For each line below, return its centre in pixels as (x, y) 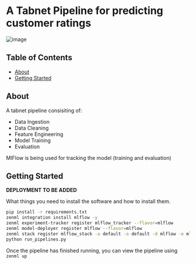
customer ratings (49, 23)
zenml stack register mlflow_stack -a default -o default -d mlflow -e (95, 234)
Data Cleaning (32, 128)
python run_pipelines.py (36, 239)
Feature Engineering (39, 134)
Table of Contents (39, 57)
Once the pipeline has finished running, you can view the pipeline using (92, 250)
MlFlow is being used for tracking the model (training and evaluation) (89, 158)
